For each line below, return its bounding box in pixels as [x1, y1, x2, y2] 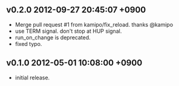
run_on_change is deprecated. [15, 33, 91, 41]
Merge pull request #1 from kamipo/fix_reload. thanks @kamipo [15, 21, 174, 28]
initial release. [15, 74, 50, 81]
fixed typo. [15, 40, 42, 47]
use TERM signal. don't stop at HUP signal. [15, 27, 122, 35]
